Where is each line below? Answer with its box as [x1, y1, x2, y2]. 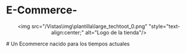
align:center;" [51, 29, 84, 36]
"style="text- [148, 23, 181, 30]
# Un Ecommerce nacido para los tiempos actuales [6, 40, 130, 47]
